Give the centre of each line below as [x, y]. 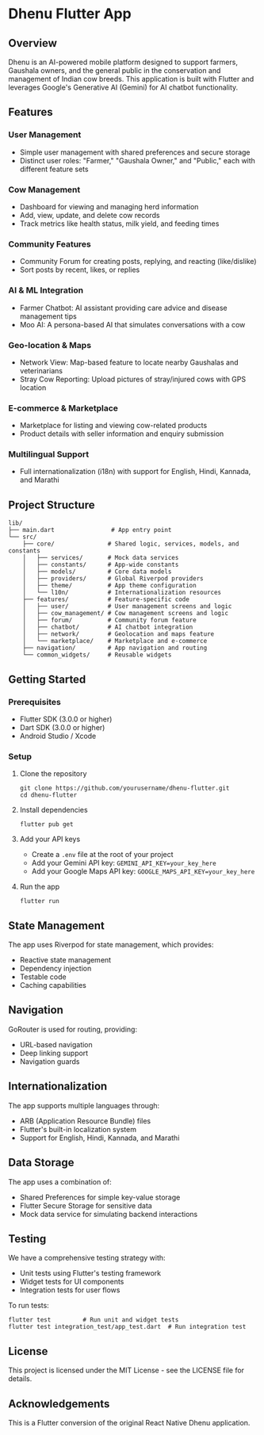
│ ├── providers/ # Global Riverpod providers [113, 579]
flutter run [39, 901]
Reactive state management [65, 960]
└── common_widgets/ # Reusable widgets [97, 655]
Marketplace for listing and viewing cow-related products [113, 426]
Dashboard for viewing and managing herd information [109, 206]
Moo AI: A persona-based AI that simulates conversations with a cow [132, 324]
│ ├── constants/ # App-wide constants [101, 565]
